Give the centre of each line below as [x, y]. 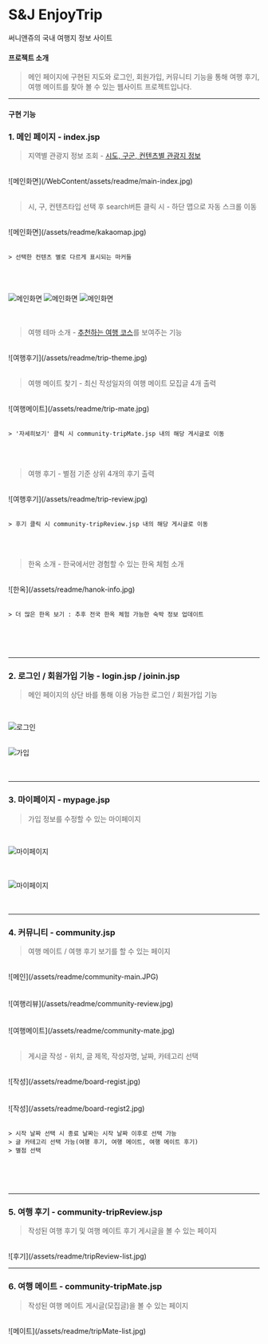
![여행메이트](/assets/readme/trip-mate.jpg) [79, 409]
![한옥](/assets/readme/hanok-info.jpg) [72, 589]
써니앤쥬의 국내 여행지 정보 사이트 [61, 38]
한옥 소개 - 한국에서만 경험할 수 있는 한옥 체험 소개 [106, 564]
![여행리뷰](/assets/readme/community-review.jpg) [91, 1003]
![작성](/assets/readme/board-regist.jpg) [75, 1081]
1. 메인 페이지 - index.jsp [54, 137]
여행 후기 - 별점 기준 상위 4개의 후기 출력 [91, 474]
